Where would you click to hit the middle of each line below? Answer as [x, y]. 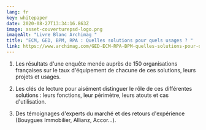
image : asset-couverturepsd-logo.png [55, 29]
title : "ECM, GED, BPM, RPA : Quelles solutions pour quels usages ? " [100, 40]
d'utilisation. [31, 101]
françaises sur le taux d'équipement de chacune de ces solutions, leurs [105, 70]
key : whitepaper [27, 18]
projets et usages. [38, 77]
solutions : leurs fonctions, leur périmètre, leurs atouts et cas [92, 95]
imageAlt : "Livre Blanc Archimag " [52, 35]
